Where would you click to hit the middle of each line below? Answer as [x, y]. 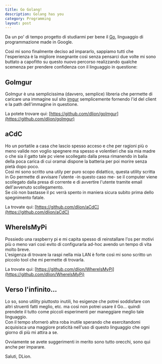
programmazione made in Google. [39, 42]
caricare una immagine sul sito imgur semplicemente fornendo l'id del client [81, 99]
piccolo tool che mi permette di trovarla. [45, 260]
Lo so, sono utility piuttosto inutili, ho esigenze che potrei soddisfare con [78, 301]
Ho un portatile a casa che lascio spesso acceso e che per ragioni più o [76, 146]
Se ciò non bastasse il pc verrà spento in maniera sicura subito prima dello [80, 192]
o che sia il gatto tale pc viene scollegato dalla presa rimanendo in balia [76, 156]
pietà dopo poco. [22, 166]
